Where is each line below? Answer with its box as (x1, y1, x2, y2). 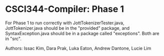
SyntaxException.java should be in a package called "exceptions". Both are (5, 30, 159, 36)
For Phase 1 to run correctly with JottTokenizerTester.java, (5, 20, 124, 26)
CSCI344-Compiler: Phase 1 (5, 3, 124, 15)
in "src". (5, 36, 21, 42)
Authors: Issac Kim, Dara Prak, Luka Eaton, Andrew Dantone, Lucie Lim (5, 45, 151, 51)
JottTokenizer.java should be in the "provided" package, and (5, 25, 130, 31)
